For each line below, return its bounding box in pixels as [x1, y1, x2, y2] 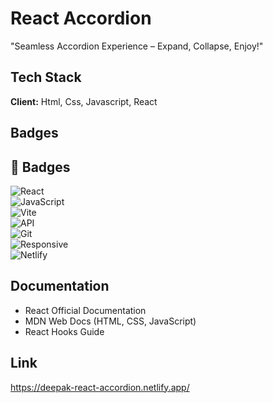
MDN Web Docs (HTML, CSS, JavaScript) [24, 315, 197, 327]
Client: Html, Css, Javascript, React [10, 95, 158, 107]
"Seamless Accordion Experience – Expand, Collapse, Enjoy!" [10, 40, 264, 52]
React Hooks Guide [24, 325, 105, 337]
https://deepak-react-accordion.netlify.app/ [10, 381, 190, 393]
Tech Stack [10, 69, 82, 86]
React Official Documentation [24, 304, 147, 316]
